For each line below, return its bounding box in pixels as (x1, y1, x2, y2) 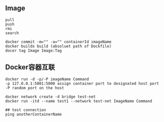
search (5, 30, 19, 36)
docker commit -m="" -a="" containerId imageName (5, 39, 112, 44)
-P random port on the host (5, 85, 65, 90)
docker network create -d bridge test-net (5, 94, 96, 99)
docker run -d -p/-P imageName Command (5, 76, 89, 82)
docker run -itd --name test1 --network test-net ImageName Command (5, 98, 152, 103)
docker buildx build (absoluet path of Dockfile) (5, 44, 112, 49)
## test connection (5, 107, 46, 112)
